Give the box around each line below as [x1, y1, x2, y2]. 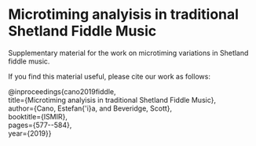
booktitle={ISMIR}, [8, 111, 68, 121]
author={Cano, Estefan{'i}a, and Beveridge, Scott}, [8, 104, 173, 113]
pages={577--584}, [8, 120, 72, 130]
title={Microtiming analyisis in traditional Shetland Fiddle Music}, [8, 95, 217, 104]
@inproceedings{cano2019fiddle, [8, 86, 116, 96]
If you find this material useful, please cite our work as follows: [8, 71, 210, 81]
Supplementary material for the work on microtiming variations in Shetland [8, 48, 249, 57]
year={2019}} [8, 128, 52, 138]
